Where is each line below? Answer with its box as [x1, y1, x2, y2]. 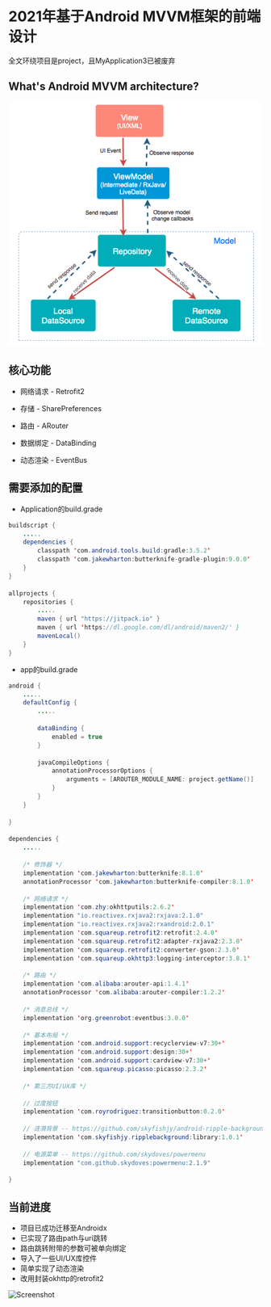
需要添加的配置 [8, 481, 83, 495]
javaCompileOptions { [37, 759, 110, 767]
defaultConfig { [23, 699, 78, 707]
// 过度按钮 [23, 1099, 58, 1107]
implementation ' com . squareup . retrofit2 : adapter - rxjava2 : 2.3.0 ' [23, 937, 244, 945]
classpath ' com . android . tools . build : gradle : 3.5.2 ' [37, 547, 211, 555]
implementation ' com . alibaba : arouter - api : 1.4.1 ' [23, 980, 190, 988]
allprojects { [8, 589, 56, 598]
